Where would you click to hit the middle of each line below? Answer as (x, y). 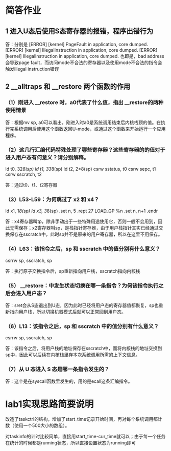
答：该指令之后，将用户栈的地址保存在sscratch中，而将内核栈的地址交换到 (84, 348)
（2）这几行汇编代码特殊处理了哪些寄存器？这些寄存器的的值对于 (86, 150)
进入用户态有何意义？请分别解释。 (47, 157)
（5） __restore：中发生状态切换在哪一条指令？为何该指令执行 (82, 285)
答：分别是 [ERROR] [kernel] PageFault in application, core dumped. (77, 44)
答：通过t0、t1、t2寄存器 (31, 184)
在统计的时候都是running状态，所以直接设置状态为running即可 (71, 443)
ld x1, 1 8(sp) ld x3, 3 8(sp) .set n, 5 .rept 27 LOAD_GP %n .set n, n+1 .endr (82, 211)
